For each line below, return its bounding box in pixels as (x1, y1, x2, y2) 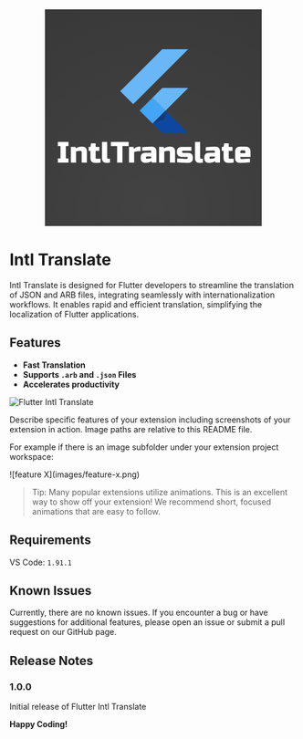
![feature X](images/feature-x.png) (9, 469, 140, 480)
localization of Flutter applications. (9, 308, 140, 319)
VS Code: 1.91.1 (9, 557, 72, 567)
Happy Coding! (9, 719, 68, 730)
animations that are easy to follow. (31, 505, 162, 516)
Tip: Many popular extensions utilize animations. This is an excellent (31, 486, 288, 497)
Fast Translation (22, 359, 87, 370)
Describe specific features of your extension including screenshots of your (9, 414, 291, 425)
